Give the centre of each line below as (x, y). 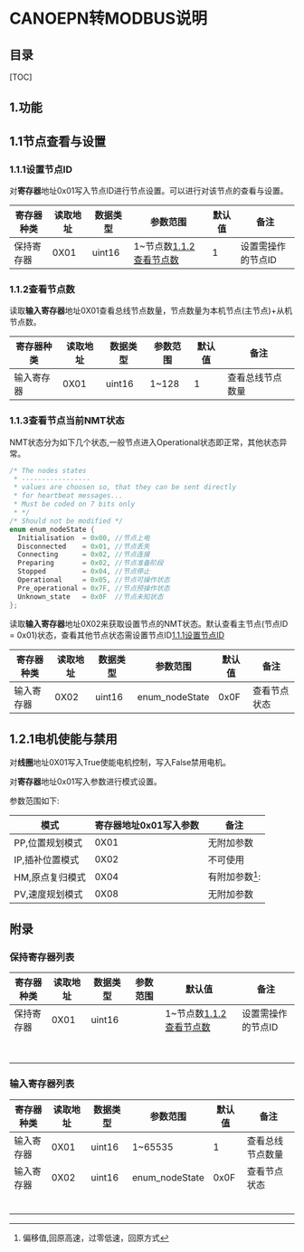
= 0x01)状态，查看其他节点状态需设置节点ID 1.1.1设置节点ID (117, 635)
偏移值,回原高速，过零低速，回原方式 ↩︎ (95, 1238)
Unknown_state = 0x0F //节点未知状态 (90, 597)
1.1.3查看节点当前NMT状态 (67, 421)
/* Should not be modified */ (66, 521)
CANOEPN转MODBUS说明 (109, 19)
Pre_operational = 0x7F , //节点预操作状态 (94, 588)
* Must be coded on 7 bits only (74, 504)
